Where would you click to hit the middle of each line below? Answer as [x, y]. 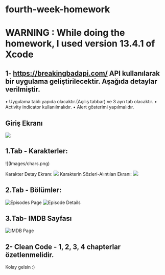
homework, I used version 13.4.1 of [80, 44]
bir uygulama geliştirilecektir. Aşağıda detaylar [81, 81]
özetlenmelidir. [30, 255]
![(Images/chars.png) [28, 163]
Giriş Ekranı [24, 123]
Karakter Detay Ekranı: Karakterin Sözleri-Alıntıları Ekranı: [68, 174]
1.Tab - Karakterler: [37, 151]
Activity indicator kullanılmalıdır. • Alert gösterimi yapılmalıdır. [70, 107]
